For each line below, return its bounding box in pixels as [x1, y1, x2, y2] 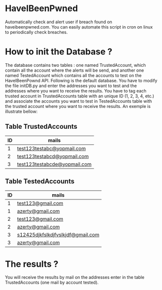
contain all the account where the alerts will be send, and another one [5, 67, 144, 73]
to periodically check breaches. [5, 29, 68, 35]
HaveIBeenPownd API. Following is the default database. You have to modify [5, 77, 158, 83]
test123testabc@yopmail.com [17, 145, 86, 152]
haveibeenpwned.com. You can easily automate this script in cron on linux [5, 24, 153, 30]
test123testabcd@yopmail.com [17, 153, 89, 160]
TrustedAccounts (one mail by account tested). [5, 279, 99, 286]
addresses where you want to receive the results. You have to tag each [5, 88, 147, 93]
